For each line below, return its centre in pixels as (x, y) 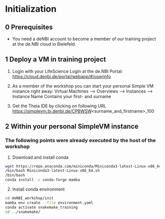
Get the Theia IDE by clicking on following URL (59, 106)
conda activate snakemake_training (41, 207)
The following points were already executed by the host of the (81, 141)
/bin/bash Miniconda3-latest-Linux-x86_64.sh (52, 171)
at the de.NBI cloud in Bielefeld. (44, 44)
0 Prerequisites (29, 27)
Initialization (31, 9)
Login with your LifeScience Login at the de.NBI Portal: (68, 71)
